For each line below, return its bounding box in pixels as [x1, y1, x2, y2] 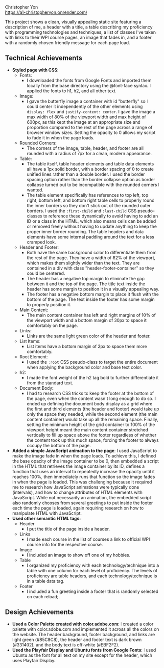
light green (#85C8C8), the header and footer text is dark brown [12, 637, 142, 642]
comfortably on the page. [26, 322, 78, 328]
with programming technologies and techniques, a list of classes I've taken [5, 29, 156, 35]
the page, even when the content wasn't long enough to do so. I [26, 395, 156, 401]
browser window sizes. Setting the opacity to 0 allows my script [26, 130, 156, 135]
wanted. [26, 187, 44, 193]
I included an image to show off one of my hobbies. [26, 552, 131, 558]
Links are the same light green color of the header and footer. [26, 333, 151, 339]
